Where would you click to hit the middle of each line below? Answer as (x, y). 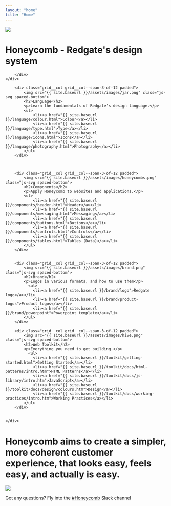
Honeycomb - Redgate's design (74, 50)
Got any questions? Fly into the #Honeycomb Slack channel (68, 498)
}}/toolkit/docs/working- (127, 394)
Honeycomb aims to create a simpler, (86, 441)
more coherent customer (59, 452)
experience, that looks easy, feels (79, 463)
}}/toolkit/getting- (121, 358)
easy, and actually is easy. (63, 474)
